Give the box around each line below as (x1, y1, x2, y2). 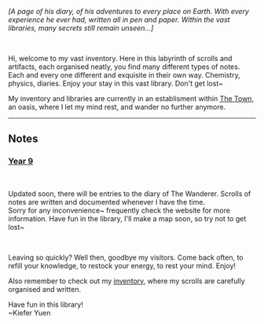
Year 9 (8, 156, 34, 167)
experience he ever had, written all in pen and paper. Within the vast (8, 15, 230, 24)
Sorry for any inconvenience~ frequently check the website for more (8, 206, 230, 215)
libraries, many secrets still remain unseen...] (8, 24, 154, 32)
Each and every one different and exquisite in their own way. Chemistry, (8, 71, 241, 79)
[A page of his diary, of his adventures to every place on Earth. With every (8, 7, 250, 16)
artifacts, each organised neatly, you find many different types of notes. (8, 62, 240, 71)
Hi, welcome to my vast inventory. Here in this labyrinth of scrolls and (8, 54, 233, 63)
